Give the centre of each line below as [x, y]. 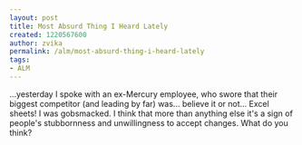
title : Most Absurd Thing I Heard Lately [89, 26]
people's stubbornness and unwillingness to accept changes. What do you [149, 122]
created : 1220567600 [49, 34]
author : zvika [36, 43]
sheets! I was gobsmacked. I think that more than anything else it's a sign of [151, 113]
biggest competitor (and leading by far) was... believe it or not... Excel [139, 103]
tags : [19, 60]
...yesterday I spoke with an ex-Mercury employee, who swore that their [144, 94]
